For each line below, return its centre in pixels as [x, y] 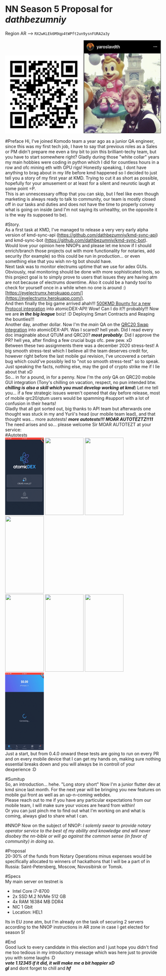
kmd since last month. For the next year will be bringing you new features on [83, 789]
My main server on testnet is [34, 881]
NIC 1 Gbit [22, 907]
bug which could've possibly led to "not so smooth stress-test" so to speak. [82, 361]
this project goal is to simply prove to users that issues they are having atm [81, 277]
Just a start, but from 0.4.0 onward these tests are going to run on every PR [82, 754]
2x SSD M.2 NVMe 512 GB [39, 896]
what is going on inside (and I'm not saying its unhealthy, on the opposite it [81, 210]
